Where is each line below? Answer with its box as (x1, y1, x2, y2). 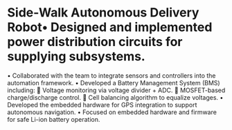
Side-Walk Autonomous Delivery (7, 5, 199, 21)
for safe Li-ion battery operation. (7, 115, 100, 123)
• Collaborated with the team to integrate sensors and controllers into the (7, 71, 216, 80)
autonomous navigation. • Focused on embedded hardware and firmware (7, 108, 217, 116)
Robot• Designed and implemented (7, 19, 213, 35)
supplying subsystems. (7, 49, 145, 65)
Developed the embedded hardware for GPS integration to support (7, 100, 197, 109)
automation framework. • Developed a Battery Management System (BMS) (7, 78, 220, 87)
